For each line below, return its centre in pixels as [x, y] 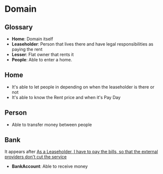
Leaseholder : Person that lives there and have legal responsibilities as [82, 44]
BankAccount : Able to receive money [50, 166]
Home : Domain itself [32, 39]
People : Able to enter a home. [42, 60]
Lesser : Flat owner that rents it [43, 54]
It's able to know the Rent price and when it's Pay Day [66, 97]
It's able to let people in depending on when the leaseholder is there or [83, 87]
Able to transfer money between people [52, 124]
